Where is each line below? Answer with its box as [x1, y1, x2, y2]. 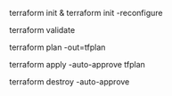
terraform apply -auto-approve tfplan [9, 60, 145, 69]
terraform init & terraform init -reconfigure [9, 8, 163, 18]
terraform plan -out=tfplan [9, 42, 106, 52]
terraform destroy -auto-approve [9, 76, 130, 87]
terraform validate [9, 25, 76, 35]
